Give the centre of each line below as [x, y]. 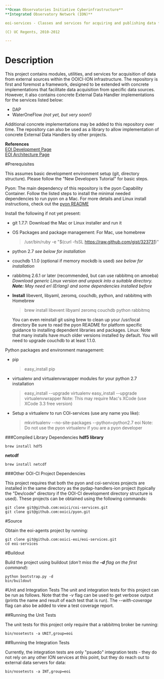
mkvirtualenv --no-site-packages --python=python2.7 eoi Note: [89, 423]
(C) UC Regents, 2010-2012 [32, 32]
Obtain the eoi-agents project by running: [47, 530]
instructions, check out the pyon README [47, 204]
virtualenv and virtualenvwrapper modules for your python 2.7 [74, 378]
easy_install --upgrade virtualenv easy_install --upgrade [81, 393]
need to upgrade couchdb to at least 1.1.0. [54, 341]
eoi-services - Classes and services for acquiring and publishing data [81, 23]
